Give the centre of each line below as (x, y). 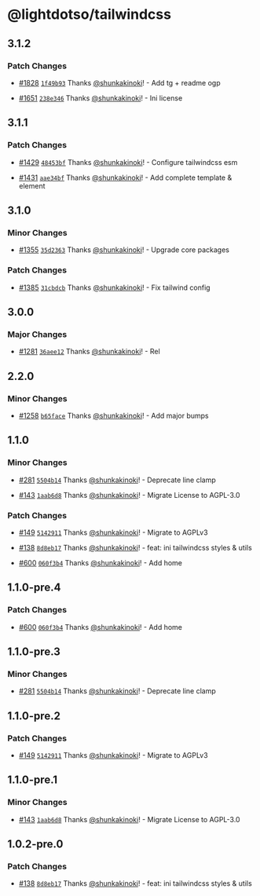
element (32, 185)
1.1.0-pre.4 (34, 588)
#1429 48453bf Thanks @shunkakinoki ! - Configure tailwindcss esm (128, 162)
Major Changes (37, 334)
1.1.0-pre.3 (34, 651)
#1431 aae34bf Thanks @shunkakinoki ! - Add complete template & (125, 177)
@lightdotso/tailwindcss (90, 15)
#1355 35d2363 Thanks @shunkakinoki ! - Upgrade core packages (124, 250)
